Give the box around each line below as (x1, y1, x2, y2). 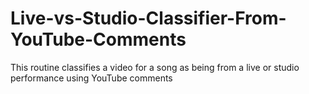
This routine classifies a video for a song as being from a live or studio (10, 61, 300, 73)
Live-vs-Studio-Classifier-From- (10, 7, 287, 30)
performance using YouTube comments (10, 72, 173, 84)
